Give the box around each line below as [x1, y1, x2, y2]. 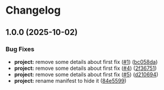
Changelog [5, 4, 61, 17]
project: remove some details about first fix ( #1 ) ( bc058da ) [14, 58, 158, 65]
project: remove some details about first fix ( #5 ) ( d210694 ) [14, 70, 159, 78]
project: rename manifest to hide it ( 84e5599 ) [14, 77, 127, 84]
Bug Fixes [5, 45, 35, 53]
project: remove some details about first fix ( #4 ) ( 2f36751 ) [14, 65, 157, 72]
